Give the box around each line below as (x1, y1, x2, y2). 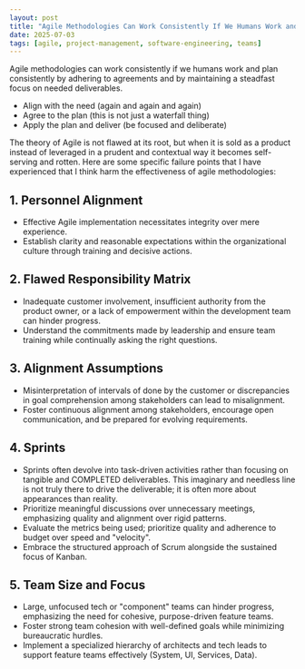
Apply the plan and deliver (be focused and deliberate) (22, 120, 227, 131)
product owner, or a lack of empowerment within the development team (22, 305, 291, 316)
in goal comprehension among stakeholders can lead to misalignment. (22, 394, 286, 405)
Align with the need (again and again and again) (22, 101, 202, 112)
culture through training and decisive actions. (22, 246, 192, 257)
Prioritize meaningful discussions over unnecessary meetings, (22, 503, 256, 514)
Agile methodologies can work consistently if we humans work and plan (9, 64, 279, 74)
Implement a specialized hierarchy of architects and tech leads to (22, 640, 268, 651)
